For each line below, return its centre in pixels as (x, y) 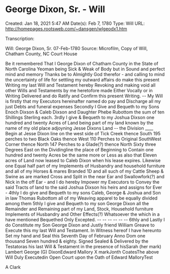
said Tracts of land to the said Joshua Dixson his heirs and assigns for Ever (84, 187)
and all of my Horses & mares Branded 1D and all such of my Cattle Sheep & (84, 171)
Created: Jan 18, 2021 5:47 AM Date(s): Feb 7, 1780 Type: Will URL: (75, 23)
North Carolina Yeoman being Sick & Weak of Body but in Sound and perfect (85, 69)
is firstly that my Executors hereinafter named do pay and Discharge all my (83, 101)
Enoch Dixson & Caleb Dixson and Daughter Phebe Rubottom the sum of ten (85, 112)
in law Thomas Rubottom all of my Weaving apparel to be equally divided (81, 198)
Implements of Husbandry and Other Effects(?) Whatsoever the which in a (82, 214)
